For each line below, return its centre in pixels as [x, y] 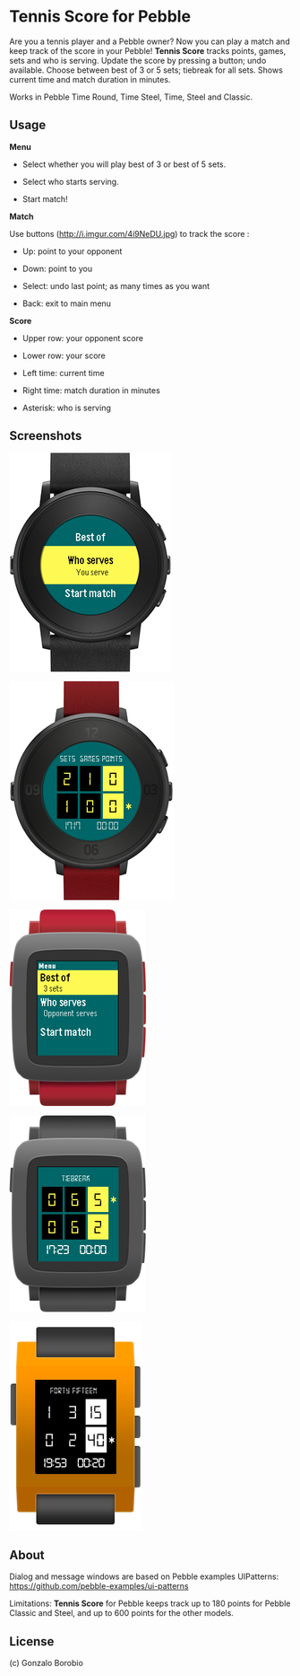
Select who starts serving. [70, 181]
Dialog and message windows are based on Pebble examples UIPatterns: [144, 1576]
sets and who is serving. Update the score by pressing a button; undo [138, 60]
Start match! [45, 198]
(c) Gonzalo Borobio [46, 1663]
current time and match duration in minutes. [90, 79]
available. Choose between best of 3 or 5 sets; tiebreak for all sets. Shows [146, 70]
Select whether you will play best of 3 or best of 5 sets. [124, 164]
